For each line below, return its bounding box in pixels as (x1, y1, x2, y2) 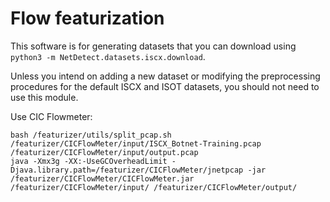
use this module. (10, 91, 79, 103)
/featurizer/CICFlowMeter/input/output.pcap (10, 147, 199, 157)
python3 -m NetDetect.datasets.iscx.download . (10, 50, 206, 62)
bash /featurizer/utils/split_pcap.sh (10, 130, 172, 140)
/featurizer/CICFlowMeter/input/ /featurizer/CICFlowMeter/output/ (10, 182, 298, 192)
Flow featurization (10, 7, 165, 30)
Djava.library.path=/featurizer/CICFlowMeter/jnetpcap (10, 165, 244, 175)
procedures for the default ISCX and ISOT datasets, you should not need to (10, 80, 320, 92)
